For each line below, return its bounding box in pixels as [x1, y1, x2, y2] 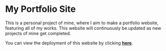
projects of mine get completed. [5, 30, 71, 36]
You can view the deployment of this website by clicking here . [5, 40, 133, 46]
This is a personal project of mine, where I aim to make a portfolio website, [5, 20, 159, 26]
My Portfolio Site [5, 3, 76, 15]
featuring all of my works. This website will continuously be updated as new [5, 25, 161, 31]
